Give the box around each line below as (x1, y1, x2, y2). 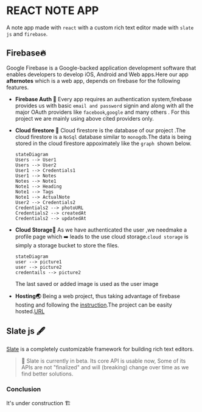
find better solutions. (21, 370, 74, 377)
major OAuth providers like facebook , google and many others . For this (15, 108, 190, 116)
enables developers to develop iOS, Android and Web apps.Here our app (6, 71, 189, 78)
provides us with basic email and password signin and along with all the (15, 102, 193, 109)
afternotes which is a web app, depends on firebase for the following (6, 77, 181, 84)
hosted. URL (15, 307, 45, 314)
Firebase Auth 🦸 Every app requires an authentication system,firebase (15, 95, 192, 102)
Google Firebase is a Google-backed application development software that (6, 64, 197, 71)
